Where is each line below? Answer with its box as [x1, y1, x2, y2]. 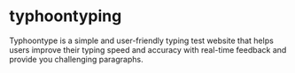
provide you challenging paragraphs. [9, 54, 144, 64]
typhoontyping [9, 6, 122, 26]
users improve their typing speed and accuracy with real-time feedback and [9, 44, 287, 55]
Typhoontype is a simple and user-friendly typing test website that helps [9, 35, 275, 46]
